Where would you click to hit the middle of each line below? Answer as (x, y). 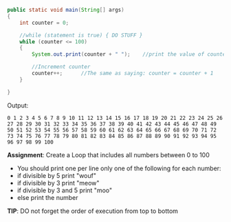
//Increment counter (61, 67)
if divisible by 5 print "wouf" (56, 175)
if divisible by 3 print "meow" (58, 183)
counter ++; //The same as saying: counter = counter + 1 (123, 73)
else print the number (47, 197)
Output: (18, 105)
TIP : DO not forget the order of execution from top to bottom (93, 211)
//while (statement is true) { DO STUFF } (81, 35)
